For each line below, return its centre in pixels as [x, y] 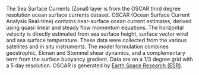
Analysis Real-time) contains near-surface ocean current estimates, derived [99, 21]
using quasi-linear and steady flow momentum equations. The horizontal [95, 27]
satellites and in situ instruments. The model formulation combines [88, 46]
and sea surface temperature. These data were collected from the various [97, 40]
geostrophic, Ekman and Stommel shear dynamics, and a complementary [96, 53]
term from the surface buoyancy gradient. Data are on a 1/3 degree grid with [99, 59]
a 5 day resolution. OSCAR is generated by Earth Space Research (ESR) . [94, 65]
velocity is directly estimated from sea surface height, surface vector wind [97, 34]
